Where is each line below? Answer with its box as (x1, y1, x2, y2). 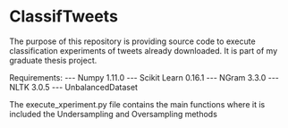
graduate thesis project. (9, 55, 97, 65)
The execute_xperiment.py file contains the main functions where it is (9, 98, 266, 109)
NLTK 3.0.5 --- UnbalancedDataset (9, 81, 139, 92)
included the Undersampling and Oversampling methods (9, 108, 217, 119)
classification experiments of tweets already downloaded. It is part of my (9, 45, 278, 55)
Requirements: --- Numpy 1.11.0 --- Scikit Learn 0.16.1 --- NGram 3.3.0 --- (9, 72, 280, 82)
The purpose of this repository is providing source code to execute (9, 36, 257, 47)
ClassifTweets (9, 6, 119, 27)
